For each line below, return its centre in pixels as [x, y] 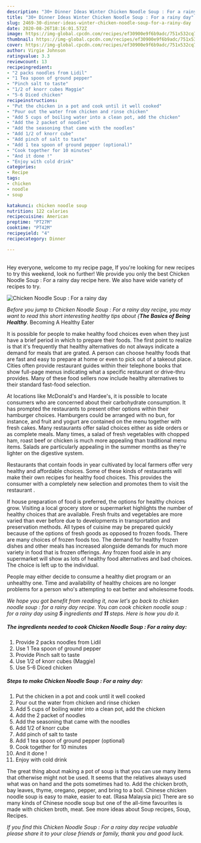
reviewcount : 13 [27, 61]
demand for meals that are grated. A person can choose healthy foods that [98, 353]
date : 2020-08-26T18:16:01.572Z [47, 28]
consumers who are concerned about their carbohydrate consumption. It [96, 402]
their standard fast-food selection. [49, 384]
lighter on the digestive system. [45, 453]
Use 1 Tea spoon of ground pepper [58, 649]
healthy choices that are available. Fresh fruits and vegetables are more [95, 514]
